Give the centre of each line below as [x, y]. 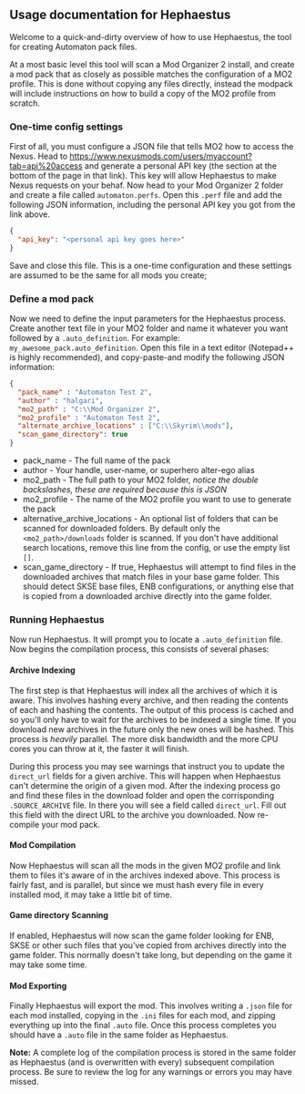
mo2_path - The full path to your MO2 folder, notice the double [141, 480]
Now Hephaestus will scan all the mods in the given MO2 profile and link [145, 865]
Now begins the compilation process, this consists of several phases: [139, 649]
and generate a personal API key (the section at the [181, 166]
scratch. [25, 103]
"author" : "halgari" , [61, 400]
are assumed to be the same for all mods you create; [108, 275]
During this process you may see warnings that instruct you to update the [147, 766]
